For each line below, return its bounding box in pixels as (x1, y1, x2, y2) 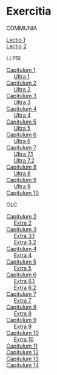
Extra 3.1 (13, 232, 35, 239)
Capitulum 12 (6, 348, 39, 356)
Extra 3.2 (13, 239, 36, 246)
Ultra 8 (13, 169, 32, 177)
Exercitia (6, 4, 52, 18)
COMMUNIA (6, 24, 38, 32)
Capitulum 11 (6, 342, 38, 349)
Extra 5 (13, 264, 32, 272)
